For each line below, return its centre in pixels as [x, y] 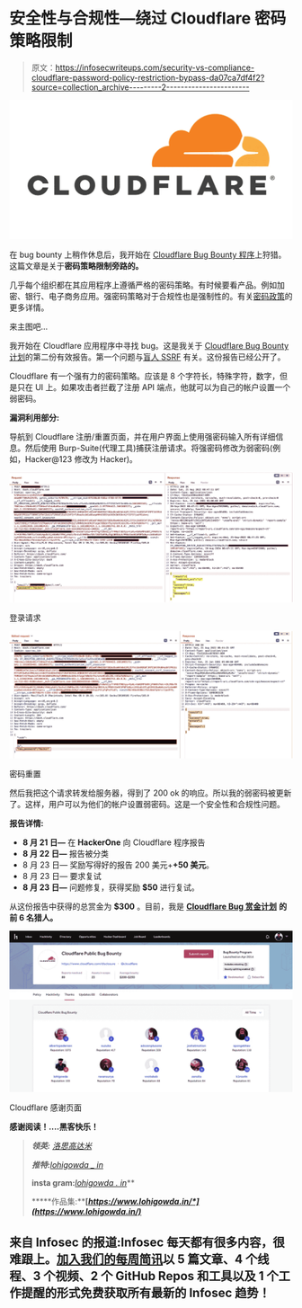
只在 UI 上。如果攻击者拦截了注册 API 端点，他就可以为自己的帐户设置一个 [154, 387]
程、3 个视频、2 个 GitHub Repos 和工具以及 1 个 [144, 1276]
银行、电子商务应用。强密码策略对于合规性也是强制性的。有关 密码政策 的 [159, 297]
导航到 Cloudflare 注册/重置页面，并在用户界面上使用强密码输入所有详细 [142, 437]
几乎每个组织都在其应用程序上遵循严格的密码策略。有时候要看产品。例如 [143, 285]
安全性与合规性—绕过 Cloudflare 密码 [148, 18]
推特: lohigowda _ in [67, 1165]
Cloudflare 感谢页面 [46, 1108]
